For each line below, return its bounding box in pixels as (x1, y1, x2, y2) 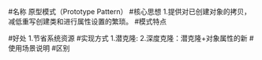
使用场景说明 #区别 (8, 43, 70, 53)
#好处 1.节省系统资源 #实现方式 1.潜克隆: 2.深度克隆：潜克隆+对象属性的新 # (8, 34, 254, 43)
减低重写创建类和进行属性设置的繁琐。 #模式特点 (8, 17, 167, 26)
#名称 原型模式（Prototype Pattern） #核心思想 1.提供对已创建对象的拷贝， (8, 7, 251, 16)
